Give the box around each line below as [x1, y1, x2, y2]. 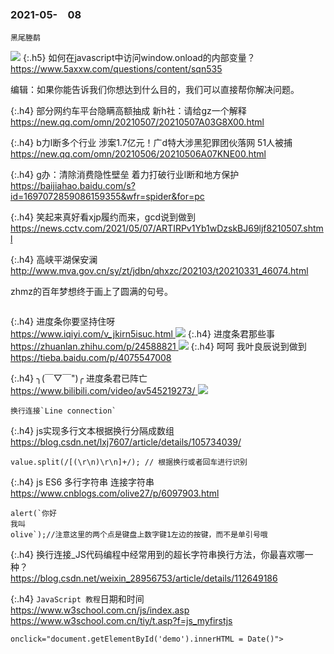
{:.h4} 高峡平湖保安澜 [10, 254, 98, 266]
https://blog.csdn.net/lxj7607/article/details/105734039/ [10, 436, 242, 448]
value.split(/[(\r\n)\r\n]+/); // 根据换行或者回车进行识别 [10, 457, 248, 468]
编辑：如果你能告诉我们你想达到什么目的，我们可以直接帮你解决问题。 [10, 84, 300, 96]
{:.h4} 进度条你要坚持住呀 [10, 316, 116, 328]
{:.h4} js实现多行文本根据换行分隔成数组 [10, 425, 175, 437]
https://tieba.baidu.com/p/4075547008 [10, 352, 172, 364]
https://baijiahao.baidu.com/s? [10, 180, 136, 192]
